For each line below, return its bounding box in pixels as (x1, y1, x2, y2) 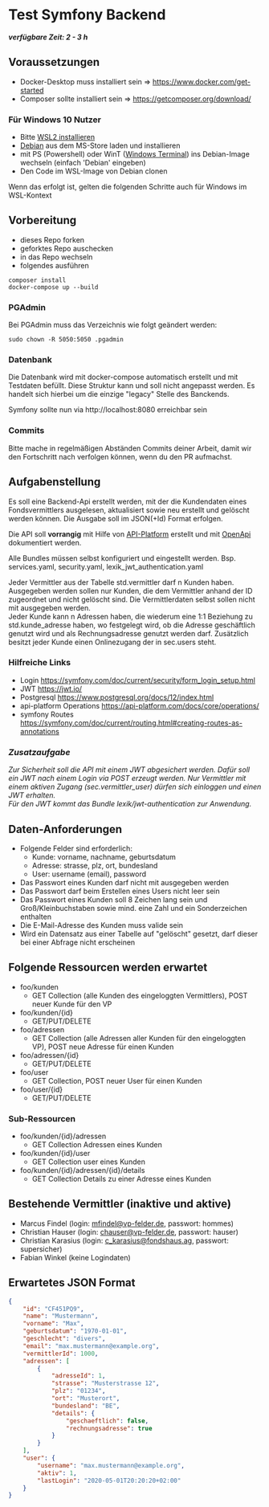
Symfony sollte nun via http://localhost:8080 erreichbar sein (8, 405, 207, 415)
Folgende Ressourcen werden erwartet (8, 961, 208, 974)
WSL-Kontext (8, 190, 52, 200)
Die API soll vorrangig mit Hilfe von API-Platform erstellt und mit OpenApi (8, 529, 251, 539)
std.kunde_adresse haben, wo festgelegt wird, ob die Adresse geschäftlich (8, 620, 255, 630)
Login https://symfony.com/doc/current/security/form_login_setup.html (19, 675, 255, 684)
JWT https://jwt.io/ (19, 684, 83, 693)
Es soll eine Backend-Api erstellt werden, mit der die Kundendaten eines (8, 496, 247, 506)
